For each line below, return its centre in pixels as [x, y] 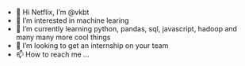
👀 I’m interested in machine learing [72, 20]
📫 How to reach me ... [52, 54]
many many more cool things [63, 37]
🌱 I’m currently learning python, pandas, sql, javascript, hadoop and [126, 29]
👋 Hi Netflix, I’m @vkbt [52, 12]
